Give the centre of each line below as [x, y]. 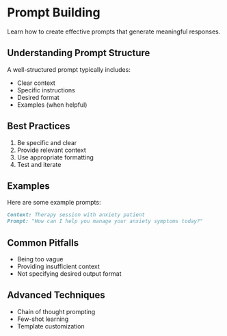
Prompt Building [54, 13]
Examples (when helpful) [52, 105]
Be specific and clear [47, 142]
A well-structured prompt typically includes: [69, 69]
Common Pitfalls [43, 243]
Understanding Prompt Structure [79, 53]
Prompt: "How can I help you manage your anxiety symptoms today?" [105, 221]
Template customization [51, 326]
